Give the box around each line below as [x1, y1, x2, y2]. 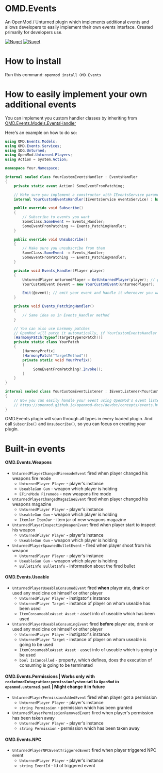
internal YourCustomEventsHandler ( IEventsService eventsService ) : [14, 197, 153, 202]
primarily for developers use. [5, 29, 63, 35]
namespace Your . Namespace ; [5, 166, 60, 171]
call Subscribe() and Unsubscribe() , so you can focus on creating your [5, 421, 147, 427]
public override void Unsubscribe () [14, 237, 88, 242]
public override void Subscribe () [14, 206, 83, 211]
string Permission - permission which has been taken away [19, 725, 140, 731]
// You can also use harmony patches [14, 326, 90, 331]
